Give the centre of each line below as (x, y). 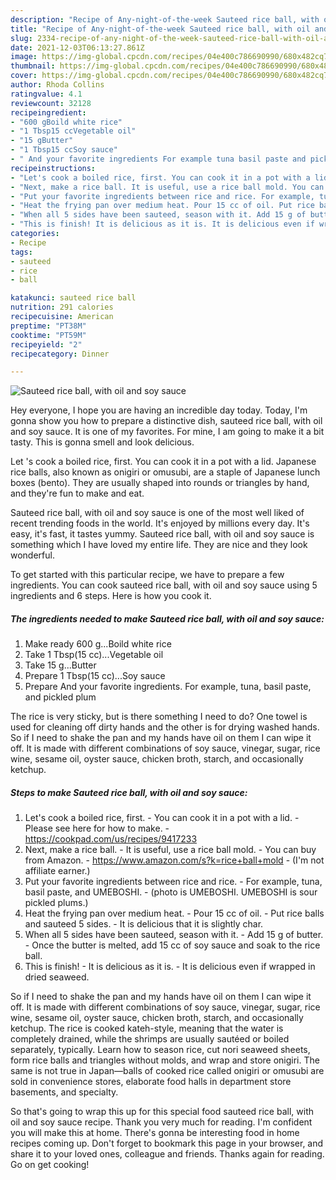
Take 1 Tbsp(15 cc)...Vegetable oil (94, 655)
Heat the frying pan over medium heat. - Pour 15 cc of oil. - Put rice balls (174, 913)
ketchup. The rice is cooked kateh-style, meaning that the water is (147, 1028)
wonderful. (32, 555)
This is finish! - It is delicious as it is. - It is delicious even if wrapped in (170, 967)
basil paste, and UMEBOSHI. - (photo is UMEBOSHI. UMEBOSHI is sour (171, 892)
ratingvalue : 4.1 (46, 94)
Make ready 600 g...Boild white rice (98, 644)
